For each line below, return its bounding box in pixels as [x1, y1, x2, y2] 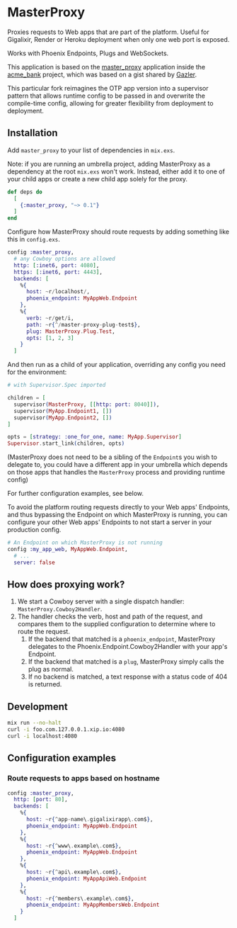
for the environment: [7, 368, 67, 376]
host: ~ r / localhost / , [25, 288, 91, 295]
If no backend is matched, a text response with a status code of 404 [28, 672, 228, 681]
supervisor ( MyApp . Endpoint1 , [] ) [13, 407, 112, 414]
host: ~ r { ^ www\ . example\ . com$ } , [25, 842, 122, 849]
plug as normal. [28, 665, 74, 674]
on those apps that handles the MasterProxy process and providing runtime [7, 468, 225, 477]
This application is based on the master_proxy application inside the [7, 62, 206, 71]
